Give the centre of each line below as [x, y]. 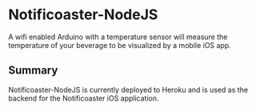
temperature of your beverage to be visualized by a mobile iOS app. [120, 45]
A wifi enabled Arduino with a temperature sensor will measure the [118, 37]
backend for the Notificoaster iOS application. [84, 98]
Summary [33, 71]
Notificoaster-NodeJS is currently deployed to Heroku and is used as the [128, 89]
